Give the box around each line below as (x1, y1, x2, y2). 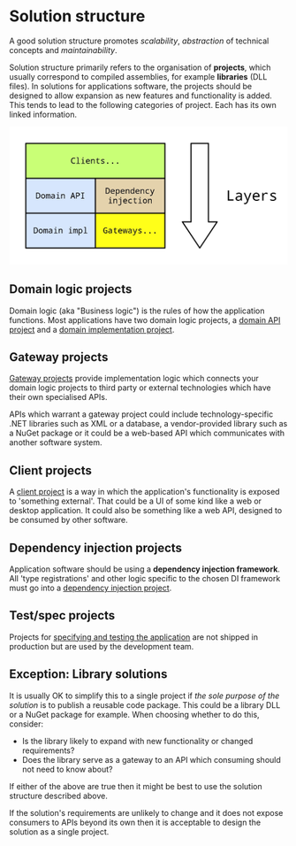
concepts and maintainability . (9, 44, 118, 55)
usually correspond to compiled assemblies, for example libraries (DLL (9, 71, 268, 81)
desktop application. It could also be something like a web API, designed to (9, 505, 283, 516)
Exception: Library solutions (9, 666, 168, 682)
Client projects (9, 463, 93, 478)
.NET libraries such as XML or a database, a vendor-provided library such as (9, 419, 288, 429)
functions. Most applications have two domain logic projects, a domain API (9, 314, 281, 325)
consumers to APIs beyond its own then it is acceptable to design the (9, 817, 262, 827)
